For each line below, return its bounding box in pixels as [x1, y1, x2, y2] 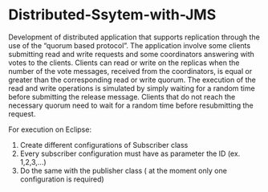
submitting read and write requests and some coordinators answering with [8, 49, 255, 59]
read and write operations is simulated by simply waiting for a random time [8, 83, 255, 93]
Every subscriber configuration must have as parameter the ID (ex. [19, 149, 241, 158]
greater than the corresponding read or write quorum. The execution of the [8, 75, 257, 84]
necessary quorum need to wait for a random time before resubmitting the [8, 100, 254, 110]
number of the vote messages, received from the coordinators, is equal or [8, 66, 253, 76]
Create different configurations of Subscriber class [19, 140, 189, 149]
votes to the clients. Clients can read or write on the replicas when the [8, 58, 240, 67]
